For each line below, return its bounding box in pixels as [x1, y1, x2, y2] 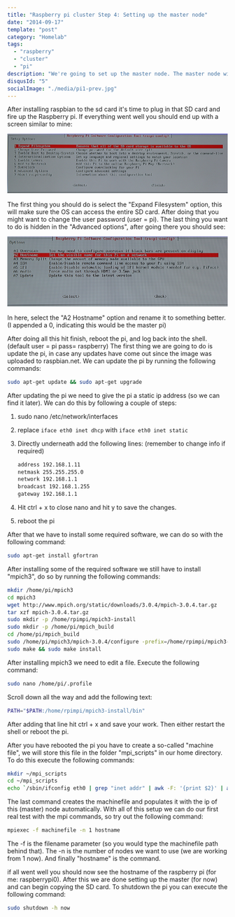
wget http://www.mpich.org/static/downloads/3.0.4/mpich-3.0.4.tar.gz [7, 602, 218, 609]
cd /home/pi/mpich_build [7, 631, 80, 638]
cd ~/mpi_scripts [7, 777, 58, 785]
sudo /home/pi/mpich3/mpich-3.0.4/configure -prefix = [7, 639, 168, 646]
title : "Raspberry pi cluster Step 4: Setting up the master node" [7, 11, 208, 18]
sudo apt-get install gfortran [7, 553, 99, 560]
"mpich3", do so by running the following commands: [7, 572, 161, 581]
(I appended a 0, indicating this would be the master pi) [7, 320, 166, 329]
